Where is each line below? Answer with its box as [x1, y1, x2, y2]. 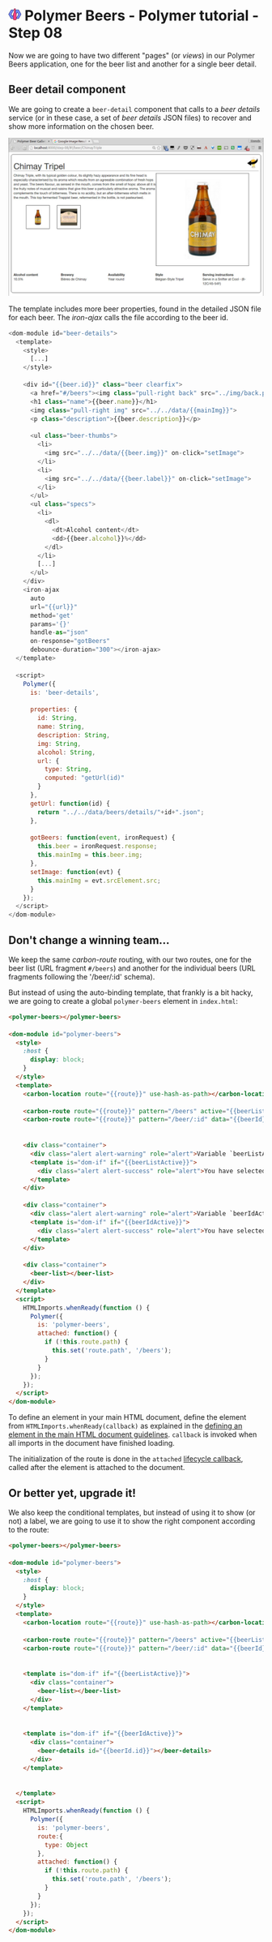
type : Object [44, 1841, 89, 1849]
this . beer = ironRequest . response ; [37, 842, 158, 851]
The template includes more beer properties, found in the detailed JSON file [8, 303, 261, 314]
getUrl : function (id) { [29, 800, 111, 808]
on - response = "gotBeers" [29, 637, 111, 645]
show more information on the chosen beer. [8, 121, 155, 131]
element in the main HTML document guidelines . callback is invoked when [8, 1430, 257, 1439]
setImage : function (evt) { [29, 868, 121, 876]
